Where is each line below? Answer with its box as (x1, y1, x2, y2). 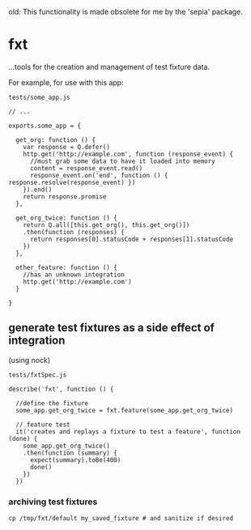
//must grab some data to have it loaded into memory (29, 157, 216, 165)
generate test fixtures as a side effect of (8, 321, 215, 335)
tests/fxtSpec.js (8, 370, 67, 379)
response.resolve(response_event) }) (8, 178, 136, 186)
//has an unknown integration (23, 271, 125, 279)
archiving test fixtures (8, 496, 98, 507)
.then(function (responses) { (23, 228, 125, 236)
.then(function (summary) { (23, 449, 117, 457)
